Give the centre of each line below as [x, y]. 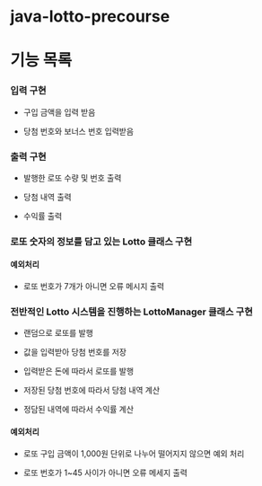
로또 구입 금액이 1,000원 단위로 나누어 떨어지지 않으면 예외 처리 [134, 453]
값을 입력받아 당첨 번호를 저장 [74, 352]
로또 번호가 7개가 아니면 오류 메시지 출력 [94, 287]
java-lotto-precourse [90, 17]
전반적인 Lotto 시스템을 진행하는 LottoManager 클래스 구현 [132, 312]
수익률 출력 [43, 216]
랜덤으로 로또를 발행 [58, 333]
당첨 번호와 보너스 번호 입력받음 [78, 131]
